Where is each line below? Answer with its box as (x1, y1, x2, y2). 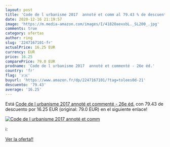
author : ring (5, 36, 33, 41)
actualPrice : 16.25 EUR (5, 45, 56, 50)
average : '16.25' (5, 87, 42, 92)
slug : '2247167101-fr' (5, 40, 53, 45)
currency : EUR (5, 49, 35, 54)
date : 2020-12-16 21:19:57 (5, 17, 62, 22)
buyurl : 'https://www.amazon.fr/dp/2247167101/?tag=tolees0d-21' (5, 78, 146, 83)
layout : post (5, 7, 33, 13)
